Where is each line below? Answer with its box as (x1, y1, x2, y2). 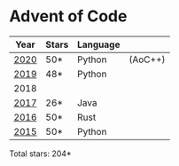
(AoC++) (128, 53, 166, 66)
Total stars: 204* (9, 148, 73, 159)
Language (76, 38, 121, 51)
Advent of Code (9, 6, 128, 27)
